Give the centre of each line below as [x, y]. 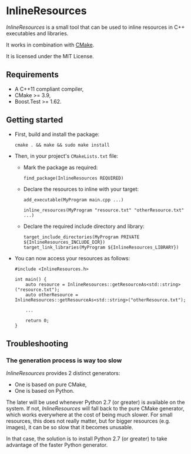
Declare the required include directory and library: [84, 226]
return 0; [37, 320]
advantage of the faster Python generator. [57, 445]
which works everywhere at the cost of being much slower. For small [89, 415]
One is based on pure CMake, [51, 385]
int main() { [31, 279]
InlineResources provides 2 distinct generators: [63, 373]
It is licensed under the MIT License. [50, 56]
